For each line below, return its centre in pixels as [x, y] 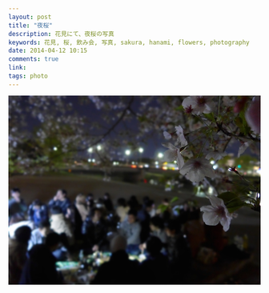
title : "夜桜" [31, 25]
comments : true [34, 59]
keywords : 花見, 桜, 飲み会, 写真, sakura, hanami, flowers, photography [129, 42]
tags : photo [28, 76]
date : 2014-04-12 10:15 [48, 51]
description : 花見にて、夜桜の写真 [61, 34]
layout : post [30, 17]
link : [17, 68]
